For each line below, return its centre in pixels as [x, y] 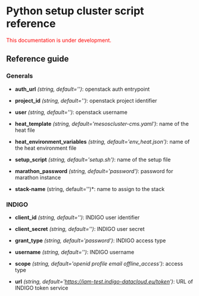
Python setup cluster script [75, 11]
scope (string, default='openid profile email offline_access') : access [99, 263]
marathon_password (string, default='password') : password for [94, 171]
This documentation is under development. [59, 40]
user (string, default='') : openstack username [71, 112]
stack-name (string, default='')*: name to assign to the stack [90, 189]
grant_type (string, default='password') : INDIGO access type [90, 240]
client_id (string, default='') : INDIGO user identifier [77, 217]
